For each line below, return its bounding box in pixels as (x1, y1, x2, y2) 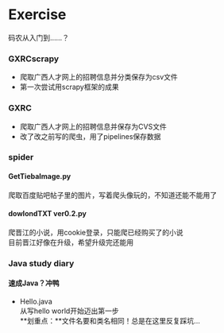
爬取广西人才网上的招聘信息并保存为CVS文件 (19, 122, 167, 131)
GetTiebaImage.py (8, 172, 71, 181)
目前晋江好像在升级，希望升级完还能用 (8, 237, 133, 247)
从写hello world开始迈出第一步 (19, 306, 119, 316)
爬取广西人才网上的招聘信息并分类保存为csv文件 (19, 72, 179, 82)
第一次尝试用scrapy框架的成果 (19, 82, 119, 92)
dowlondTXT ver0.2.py (8, 209, 87, 219)
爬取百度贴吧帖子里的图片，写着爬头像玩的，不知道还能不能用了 (8, 190, 217, 199)
